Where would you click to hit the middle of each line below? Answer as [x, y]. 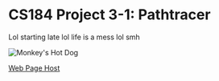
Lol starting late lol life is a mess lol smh [74, 37]
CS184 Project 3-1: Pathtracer [109, 15]
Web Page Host [34, 68]
